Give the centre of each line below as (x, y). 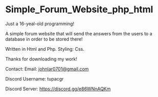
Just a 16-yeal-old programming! (40, 24)
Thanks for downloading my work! (41, 59)
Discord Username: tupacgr (35, 79)
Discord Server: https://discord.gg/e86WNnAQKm (58, 89)
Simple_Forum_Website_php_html (79, 9)
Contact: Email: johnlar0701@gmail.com (47, 69)
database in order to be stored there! (44, 39)
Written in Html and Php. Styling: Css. (45, 49)
